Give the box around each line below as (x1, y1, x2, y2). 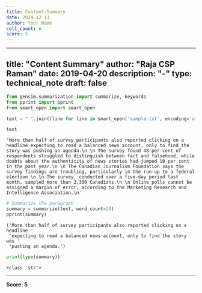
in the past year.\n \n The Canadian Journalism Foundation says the (6, 163, 185, 170)
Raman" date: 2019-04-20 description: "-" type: (6, 68, 192, 79)
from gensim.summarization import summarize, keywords (6, 94, 147, 100)
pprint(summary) (6, 211, 47, 218)
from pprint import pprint (6, 99, 74, 105)
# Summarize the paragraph (6, 201, 74, 207)
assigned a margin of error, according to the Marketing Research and (6, 184, 187, 191)
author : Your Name (6, 20, 52, 26)
